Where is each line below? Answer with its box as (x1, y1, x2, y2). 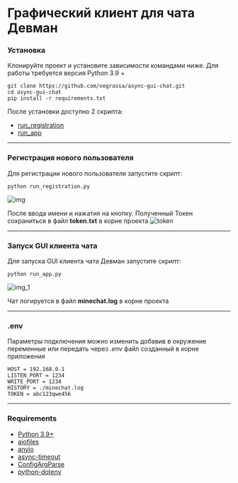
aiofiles (17, 437, 39, 445)
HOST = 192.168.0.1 (7, 366, 65, 373)
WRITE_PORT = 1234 (7, 378, 62, 385)
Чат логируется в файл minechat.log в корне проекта (7, 297, 169, 305)
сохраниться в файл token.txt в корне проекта (7, 216, 149, 225)
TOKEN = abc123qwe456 (7, 391, 72, 398)
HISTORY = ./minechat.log (7, 385, 84, 392)
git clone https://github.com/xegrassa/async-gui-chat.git (7, 83, 186, 90)
